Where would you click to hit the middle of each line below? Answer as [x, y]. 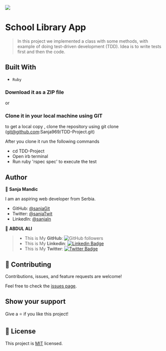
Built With [21, 67]
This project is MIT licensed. [34, 343]
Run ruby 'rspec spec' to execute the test [54, 162]
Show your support [35, 302]
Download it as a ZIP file [35, 92]
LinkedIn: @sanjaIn [31, 219]
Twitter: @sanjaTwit [32, 214]
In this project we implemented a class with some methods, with [83, 41]
